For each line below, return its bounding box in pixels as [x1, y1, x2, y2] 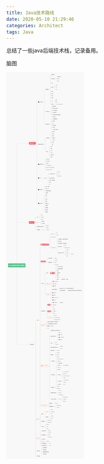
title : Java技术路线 [6, 10, 54, 16]
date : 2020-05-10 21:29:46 [6, 16, 74, 22]
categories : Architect [6, 22, 63, 28]
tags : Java [6, 29, 34, 35]
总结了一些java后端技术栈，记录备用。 [6, 47, 102, 54]
